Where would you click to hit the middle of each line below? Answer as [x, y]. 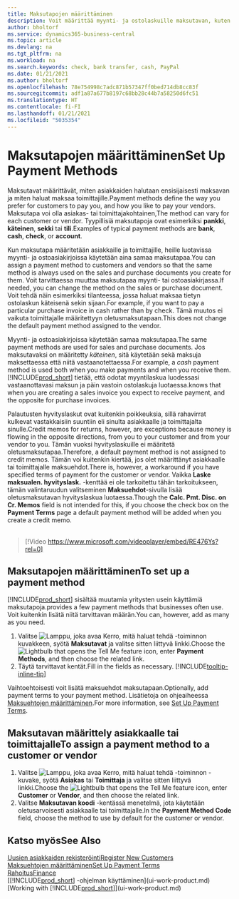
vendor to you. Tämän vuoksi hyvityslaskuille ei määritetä [91, 444]
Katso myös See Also [54, 840]
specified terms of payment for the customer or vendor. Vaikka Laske [109, 474]
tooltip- [218, 666]
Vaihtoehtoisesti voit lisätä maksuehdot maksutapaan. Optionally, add [108, 688]
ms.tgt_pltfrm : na [34, 54]
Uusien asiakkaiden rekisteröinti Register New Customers [91, 858]
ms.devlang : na [30, 47]
